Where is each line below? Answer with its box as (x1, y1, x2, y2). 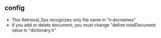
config (4, 4, 25, 12)
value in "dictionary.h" (11, 27, 56, 33)
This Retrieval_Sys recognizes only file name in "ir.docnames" (11, 17, 136, 22)
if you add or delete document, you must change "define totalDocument (11, 22, 156, 28)
